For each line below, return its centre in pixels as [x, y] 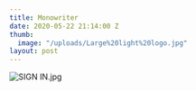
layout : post [34, 51]
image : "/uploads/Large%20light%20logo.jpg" [103, 43]
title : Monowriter [44, 18]
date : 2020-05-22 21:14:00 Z [64, 26]
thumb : [22, 34]
